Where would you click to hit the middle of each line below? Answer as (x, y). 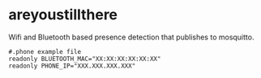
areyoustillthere (63, 15)
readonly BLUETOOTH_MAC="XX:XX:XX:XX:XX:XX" (85, 59)
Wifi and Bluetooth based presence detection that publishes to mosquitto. (131, 37)
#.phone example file (45, 51)
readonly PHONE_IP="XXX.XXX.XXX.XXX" (72, 66)
